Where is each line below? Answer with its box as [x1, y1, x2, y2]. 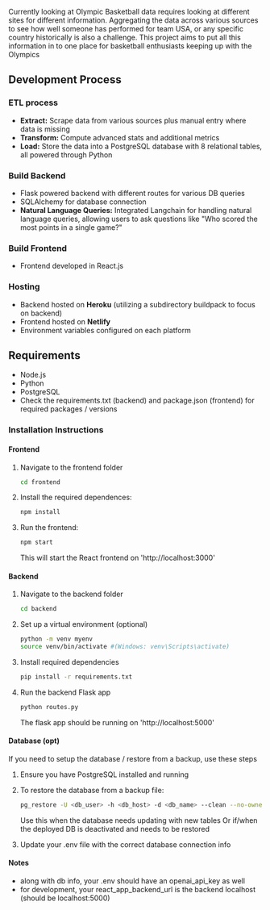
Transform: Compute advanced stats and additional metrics [19, 132, 220, 142]
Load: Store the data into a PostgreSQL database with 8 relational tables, [19, 141, 263, 151]
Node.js [19, 370, 47, 380]
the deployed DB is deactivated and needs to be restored [19, 824, 210, 833]
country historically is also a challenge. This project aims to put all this [8, 32, 242, 42]
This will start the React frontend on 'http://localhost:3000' [19, 553, 216, 563]
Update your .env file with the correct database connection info [19, 839, 231, 849]
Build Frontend [8, 242, 67, 253]
